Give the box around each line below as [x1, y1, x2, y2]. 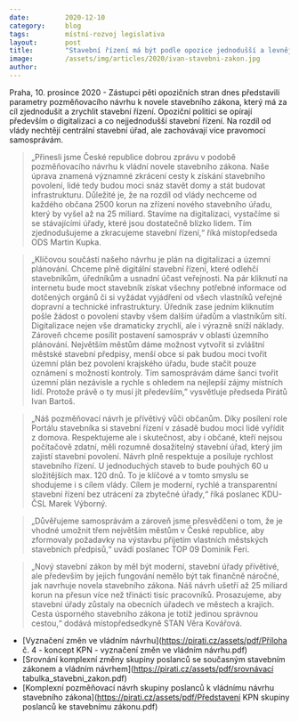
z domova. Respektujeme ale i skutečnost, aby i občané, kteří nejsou [30, 432, 283, 442]
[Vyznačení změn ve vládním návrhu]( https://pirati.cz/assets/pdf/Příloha [21, 635, 287, 645]
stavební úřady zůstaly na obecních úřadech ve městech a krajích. [30, 598, 274, 610]
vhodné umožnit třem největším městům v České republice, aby [30, 524, 265, 535]
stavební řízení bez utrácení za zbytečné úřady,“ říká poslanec [30, 489, 260, 499]
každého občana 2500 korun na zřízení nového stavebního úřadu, [30, 198, 273, 209]
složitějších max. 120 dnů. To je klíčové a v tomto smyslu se [30, 469, 249, 481]
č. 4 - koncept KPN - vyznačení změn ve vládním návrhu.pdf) [21, 644, 247, 655]
